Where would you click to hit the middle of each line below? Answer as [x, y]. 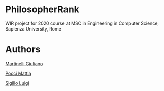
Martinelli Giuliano [24, 63]
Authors [23, 50]
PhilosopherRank [42, 9]
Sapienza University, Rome [34, 28]
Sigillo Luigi [17, 83]
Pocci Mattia [18, 73]
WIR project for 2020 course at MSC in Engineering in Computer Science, [82, 23]
